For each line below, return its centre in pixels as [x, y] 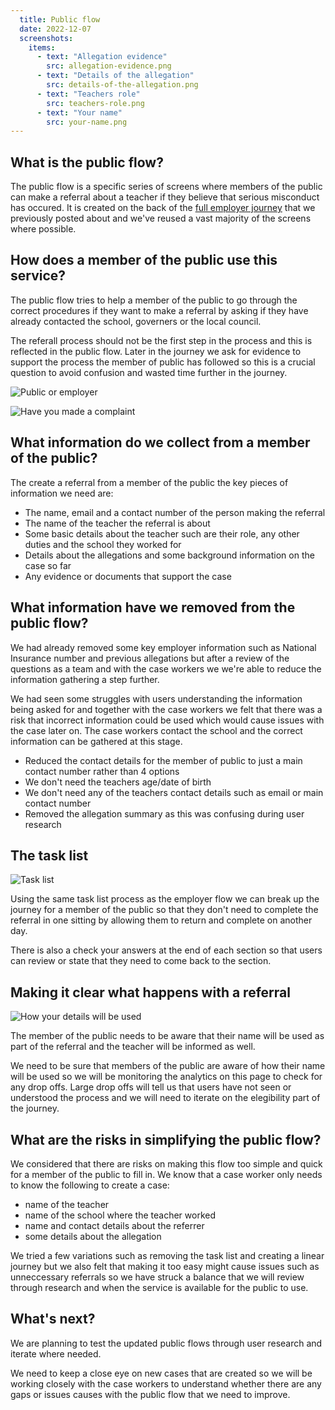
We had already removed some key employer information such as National [163, 647]
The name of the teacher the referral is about [117, 523]
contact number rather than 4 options [102, 771]
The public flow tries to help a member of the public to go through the [154, 300]
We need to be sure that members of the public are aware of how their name [168, 1066]
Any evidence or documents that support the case [128, 576]
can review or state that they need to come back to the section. [141, 961]
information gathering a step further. [85, 679]
